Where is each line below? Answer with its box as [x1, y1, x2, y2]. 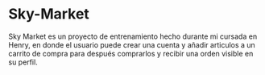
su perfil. [8, 57, 38, 67]
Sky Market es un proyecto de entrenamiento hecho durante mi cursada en [8, 31, 258, 41]
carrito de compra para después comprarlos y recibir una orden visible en [8, 48, 254, 58]
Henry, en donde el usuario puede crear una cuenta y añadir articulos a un [8, 40, 255, 49]
